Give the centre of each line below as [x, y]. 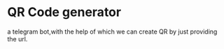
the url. [17, 38]
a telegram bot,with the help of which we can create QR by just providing [112, 31]
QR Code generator [64, 12]
